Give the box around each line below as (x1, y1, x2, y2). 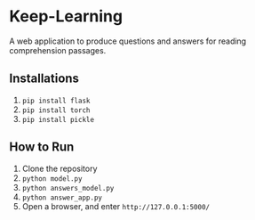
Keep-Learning (9, 6, 123, 27)
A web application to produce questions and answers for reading (9, 36, 247, 46)
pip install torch (21, 105, 91, 115)
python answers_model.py (21, 183, 115, 192)
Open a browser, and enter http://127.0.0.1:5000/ (21, 200, 211, 211)
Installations (9, 71, 80, 86)
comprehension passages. (9, 45, 107, 55)
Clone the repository (21, 163, 98, 174)
